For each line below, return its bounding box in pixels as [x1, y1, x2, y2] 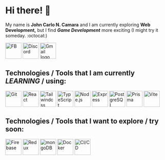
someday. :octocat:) [5, 32, 48, 38]
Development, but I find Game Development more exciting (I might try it [5, 27, 158, 33]
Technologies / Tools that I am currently [5, 69, 135, 77]
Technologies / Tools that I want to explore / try [5, 117, 159, 126]
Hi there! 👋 [5, 5, 51, 16]
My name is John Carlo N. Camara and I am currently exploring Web [5, 22, 151, 28]
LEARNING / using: [5, 77, 67, 86]
